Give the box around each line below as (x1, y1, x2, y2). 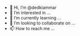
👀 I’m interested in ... (9, 10, 51, 16)
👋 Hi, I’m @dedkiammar (9, 5, 57, 10)
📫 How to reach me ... (9, 26, 55, 31)
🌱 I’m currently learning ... (9, 15, 62, 20)
